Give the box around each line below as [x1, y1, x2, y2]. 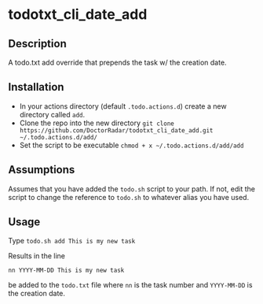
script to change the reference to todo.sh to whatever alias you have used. [8, 192, 250, 202]
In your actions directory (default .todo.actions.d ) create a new [19, 101, 227, 111]
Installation [8, 80, 64, 94]
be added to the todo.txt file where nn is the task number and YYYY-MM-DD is [8, 280, 253, 290]
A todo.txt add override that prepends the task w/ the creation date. [8, 57, 227, 67]
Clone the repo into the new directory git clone [19, 118, 174, 128]
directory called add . [19, 109, 86, 119]
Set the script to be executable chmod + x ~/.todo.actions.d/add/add [19, 140, 244, 150]
